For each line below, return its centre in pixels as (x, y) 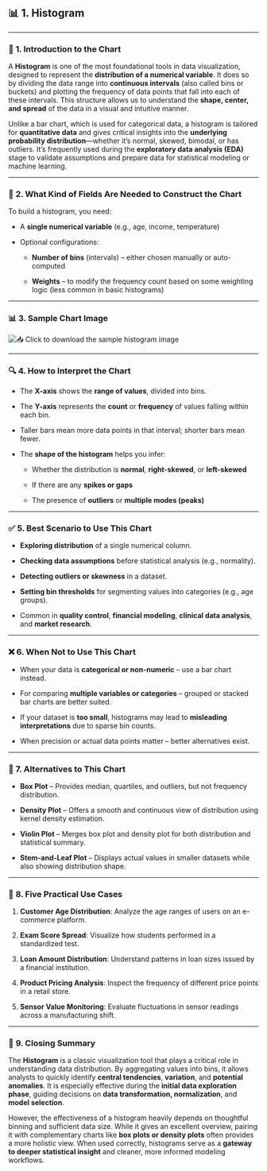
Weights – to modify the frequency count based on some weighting (142, 281)
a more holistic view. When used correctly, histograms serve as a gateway (130, 1143)
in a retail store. (45, 991)
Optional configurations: (59, 242)
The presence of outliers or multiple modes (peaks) (118, 500)
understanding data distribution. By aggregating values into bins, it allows (128, 1069)
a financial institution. (54, 968)
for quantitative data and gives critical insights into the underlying (118, 133)
